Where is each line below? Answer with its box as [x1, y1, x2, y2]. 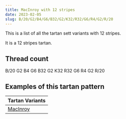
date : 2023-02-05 [5, 12, 42, 17]
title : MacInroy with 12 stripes [5, 7, 75, 12]
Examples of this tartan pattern [5, 82, 104, 90]
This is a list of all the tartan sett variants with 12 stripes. [5, 30, 121, 36]
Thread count [5, 54, 49, 63]
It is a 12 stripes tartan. [5, 40, 52, 46]
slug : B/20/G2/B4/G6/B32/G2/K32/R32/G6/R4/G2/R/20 [5, 16, 113, 21]
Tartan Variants [8, 97, 46, 104]
